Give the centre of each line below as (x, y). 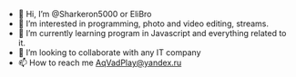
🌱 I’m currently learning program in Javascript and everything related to (152, 33)
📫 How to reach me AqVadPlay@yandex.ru (100, 63)
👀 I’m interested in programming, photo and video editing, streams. (143, 24)
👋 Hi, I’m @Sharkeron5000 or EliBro (85, 14)
